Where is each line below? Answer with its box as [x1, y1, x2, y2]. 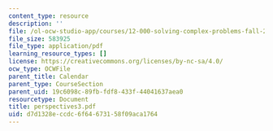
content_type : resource [8, 11, 89, 20]
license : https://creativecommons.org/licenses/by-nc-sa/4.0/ [8, 58, 223, 66]
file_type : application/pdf [8, 42, 104, 50]
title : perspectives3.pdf [8, 103, 96, 111]
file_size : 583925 [8, 34, 71, 43]
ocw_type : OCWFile [8, 65, 71, 73]
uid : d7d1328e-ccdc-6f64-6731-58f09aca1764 [8, 111, 158, 119]
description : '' [8, 20, 63, 28]
